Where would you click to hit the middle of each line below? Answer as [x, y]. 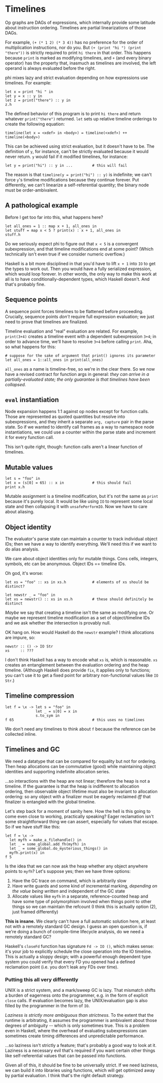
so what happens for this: [30, 347]
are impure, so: [20, 638]
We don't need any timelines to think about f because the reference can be [80, 729]
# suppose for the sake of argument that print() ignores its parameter [80, 355]
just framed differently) [35, 912]
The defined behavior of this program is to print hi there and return [73, 114]
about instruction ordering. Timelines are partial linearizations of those [75, 27]
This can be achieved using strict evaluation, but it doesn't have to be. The [80, 146]
